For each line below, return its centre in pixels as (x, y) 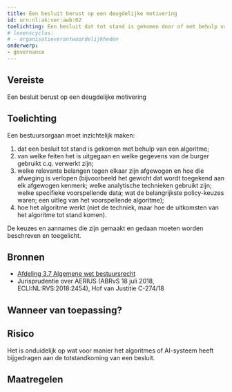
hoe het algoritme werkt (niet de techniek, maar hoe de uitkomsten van (118, 207)
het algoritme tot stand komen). (62, 214)
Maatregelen (35, 379)
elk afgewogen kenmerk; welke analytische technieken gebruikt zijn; (114, 185)
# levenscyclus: (30, 33)
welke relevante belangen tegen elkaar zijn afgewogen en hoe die (110, 171)
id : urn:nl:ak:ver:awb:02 (44, 20)
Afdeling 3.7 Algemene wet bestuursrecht (76, 274)
